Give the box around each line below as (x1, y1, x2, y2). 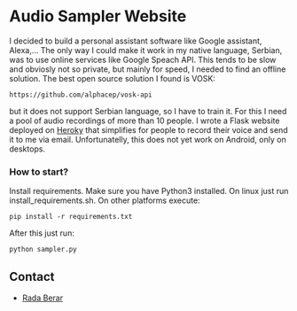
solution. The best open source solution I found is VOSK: (9, 73, 215, 83)
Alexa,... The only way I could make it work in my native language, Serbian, (9, 44, 283, 55)
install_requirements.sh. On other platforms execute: (9, 195, 201, 206)
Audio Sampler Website (9, 6, 187, 27)
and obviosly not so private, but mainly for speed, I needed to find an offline (9, 64, 286, 74)
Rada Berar (21, 292, 64, 303)
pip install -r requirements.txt (9, 213, 133, 222)
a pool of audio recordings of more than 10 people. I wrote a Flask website (9, 115, 280, 126)
